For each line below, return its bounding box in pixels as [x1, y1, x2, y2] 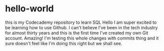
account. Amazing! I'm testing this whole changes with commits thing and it [5, 35, 159, 41]
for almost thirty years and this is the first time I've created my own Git [5, 30, 148, 36]
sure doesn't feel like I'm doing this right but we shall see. [5, 40, 123, 46]
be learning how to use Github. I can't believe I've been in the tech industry [5, 24, 158, 30]
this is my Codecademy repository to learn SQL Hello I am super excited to [5, 19, 157, 25]
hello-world [5, 3, 54, 14]
